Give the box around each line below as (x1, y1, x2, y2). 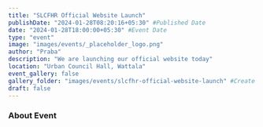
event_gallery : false (8, 70, 80, 78)
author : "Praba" (8, 48, 61, 56)
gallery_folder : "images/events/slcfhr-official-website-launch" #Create (8, 77, 256, 85)
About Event (8, 111, 57, 122)
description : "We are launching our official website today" (8, 56, 213, 63)
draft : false (8, 84, 51, 93)
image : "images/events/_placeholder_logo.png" (8, 41, 164, 49)
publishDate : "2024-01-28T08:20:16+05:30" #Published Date (8, 19, 206, 27)
